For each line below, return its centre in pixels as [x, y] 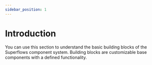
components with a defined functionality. [46, 57]
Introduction [31, 33]
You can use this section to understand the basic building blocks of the [76, 47]
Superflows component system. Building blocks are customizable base [76, 52]
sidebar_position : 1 [26, 9]
